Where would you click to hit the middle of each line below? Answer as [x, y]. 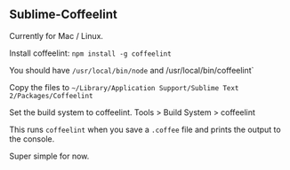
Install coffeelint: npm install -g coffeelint [90, 53]
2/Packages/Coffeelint [51, 96]
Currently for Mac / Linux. [56, 35]
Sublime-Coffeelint [63, 15]
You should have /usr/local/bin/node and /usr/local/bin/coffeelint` [132, 70]
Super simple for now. [49, 156]
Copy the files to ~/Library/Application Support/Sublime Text [124, 87]
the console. [32, 139]
